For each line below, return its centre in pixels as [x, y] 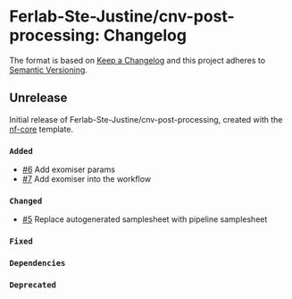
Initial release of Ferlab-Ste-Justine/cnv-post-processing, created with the [146, 119]
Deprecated [33, 285]
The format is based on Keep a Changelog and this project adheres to [138, 60]
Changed [26, 201]
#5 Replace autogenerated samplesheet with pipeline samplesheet [145, 219]
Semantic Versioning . [48, 70]
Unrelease [38, 98]
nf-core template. [42, 129]
